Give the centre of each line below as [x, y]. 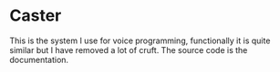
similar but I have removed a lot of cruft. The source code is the [129, 49]
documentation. [39, 59]
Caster [36, 16]
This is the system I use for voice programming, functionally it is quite [140, 40]
